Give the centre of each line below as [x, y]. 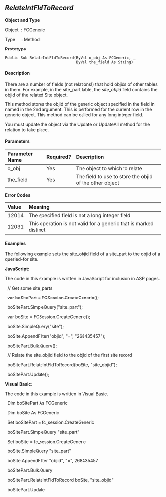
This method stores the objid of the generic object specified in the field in [80, 104]
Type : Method [22, 39]
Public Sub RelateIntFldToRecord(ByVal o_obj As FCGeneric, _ [70, 58]
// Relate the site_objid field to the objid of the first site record [70, 355]
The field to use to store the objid [114, 177]
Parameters [17, 141]
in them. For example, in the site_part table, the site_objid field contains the [81, 90]
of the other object [98, 183]
